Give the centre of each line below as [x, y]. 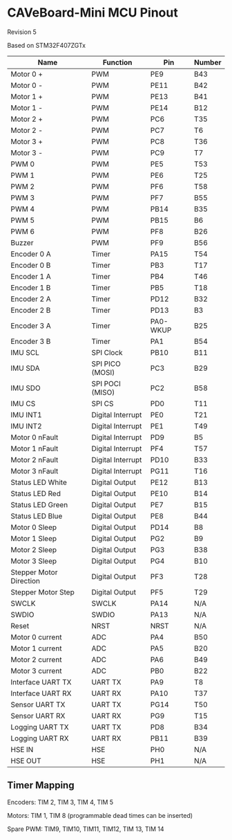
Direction [25, 581]
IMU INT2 [27, 426]
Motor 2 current [36, 659]
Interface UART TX [41, 682]
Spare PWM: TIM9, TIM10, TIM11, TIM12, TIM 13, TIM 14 [86, 829]
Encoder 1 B [31, 287]
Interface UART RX [41, 693]
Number [208, 62]
